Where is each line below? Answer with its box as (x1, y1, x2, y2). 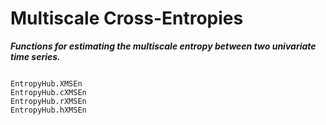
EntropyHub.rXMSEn (10, 96, 87, 106)
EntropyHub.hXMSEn (10, 105, 87, 115)
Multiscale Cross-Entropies (10, 7, 244, 30)
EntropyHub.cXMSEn (10, 87, 87, 97)
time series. (10, 50, 61, 62)
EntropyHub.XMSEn (10, 78, 83, 89)
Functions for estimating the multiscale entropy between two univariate (10, 40, 317, 52)
